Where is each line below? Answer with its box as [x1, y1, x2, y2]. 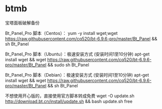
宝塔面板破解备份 [5, 20, 40, 26]
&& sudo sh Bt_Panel [47, 62, 89, 68]
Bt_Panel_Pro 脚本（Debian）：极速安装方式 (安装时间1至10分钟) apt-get [5, 72, 149, 78]
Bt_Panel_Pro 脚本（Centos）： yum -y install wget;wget [5, 30, 118, 36]
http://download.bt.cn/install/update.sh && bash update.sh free [5, 98, 133, 104]
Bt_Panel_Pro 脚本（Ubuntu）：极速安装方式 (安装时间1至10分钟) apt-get [5, 51, 150, 57]
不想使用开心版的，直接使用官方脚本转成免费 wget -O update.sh [5, 93, 135, 99]
